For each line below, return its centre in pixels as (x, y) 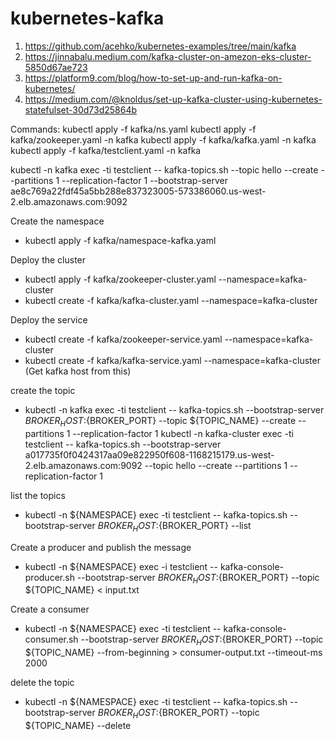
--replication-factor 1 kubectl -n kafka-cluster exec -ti (183, 433)
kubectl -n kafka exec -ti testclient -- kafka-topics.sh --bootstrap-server (174, 409)
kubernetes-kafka (87, 18)
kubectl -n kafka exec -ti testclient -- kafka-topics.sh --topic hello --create (164, 169)
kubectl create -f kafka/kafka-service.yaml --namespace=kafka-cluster (172, 360)
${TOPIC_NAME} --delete (78, 725)
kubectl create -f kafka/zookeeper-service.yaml (123, 339)
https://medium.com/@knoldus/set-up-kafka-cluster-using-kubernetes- (173, 99)
